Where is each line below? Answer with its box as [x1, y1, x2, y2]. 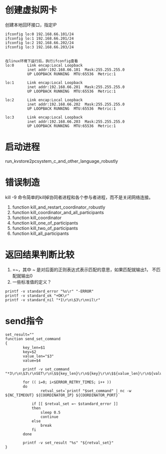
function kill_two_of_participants [12, 225, 78, 231]
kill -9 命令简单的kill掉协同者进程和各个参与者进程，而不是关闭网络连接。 [5, 194, 153, 200]
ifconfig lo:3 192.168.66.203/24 [5, 45, 74, 49]
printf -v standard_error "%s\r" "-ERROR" [5, 289, 94, 294]
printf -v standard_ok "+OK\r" [5, 293, 70, 298]
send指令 [5, 315, 43, 326]
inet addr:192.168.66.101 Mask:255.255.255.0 [27, 67, 125, 72]
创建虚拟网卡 [5, 4, 58, 16]
